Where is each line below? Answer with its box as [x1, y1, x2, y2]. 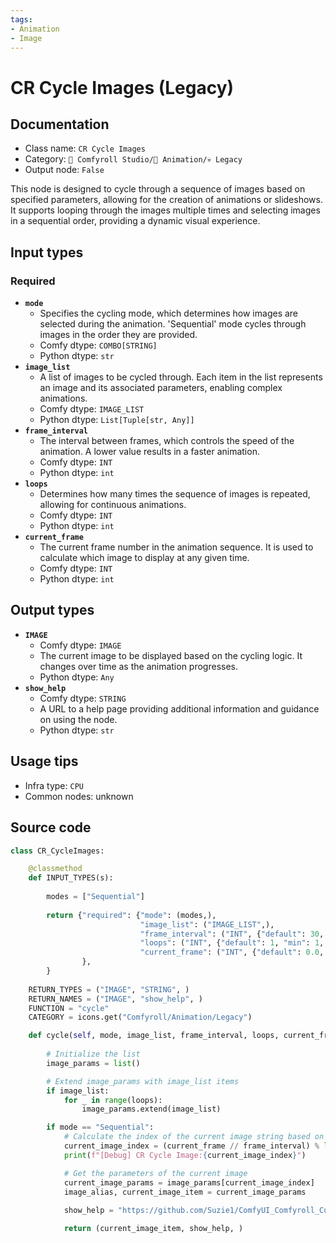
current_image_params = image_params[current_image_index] [63, 1177, 315, 1188]
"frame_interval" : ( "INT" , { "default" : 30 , [139, 929, 325, 939]
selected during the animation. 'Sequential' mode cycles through [39, 318, 307, 330]
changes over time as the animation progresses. [39, 660, 239, 672]
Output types [10, 602, 95, 619]
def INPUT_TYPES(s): [28, 873, 114, 883]
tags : [10, 14, 33, 25]
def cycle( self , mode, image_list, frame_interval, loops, [28, 1031, 280, 1041]
